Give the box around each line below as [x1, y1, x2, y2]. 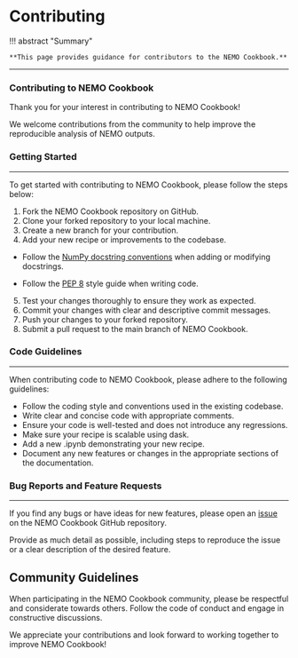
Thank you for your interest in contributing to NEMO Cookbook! [9, 102, 241, 113]
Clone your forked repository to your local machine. [21, 215, 211, 226]
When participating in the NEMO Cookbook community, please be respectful [9, 593, 289, 604]
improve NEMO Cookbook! [9, 638, 107, 649]
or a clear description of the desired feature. [9, 544, 171, 555]
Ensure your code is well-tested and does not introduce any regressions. [21, 419, 288, 430]
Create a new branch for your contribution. [21, 225, 179, 235]
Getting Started [9, 151, 77, 163]
